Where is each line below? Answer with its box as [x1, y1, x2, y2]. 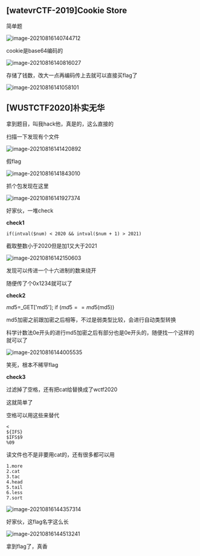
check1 [6, 219, 25, 226]
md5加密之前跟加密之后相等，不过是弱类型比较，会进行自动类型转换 [6, 316, 176, 323]
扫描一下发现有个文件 [6, 133, 59, 140]
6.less [6, 489, 23, 495]
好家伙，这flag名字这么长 [6, 518, 69, 525]
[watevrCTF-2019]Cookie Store [6, 5, 127, 16]
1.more [6, 463, 23, 469]
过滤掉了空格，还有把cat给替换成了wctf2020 [6, 386, 118, 393]
